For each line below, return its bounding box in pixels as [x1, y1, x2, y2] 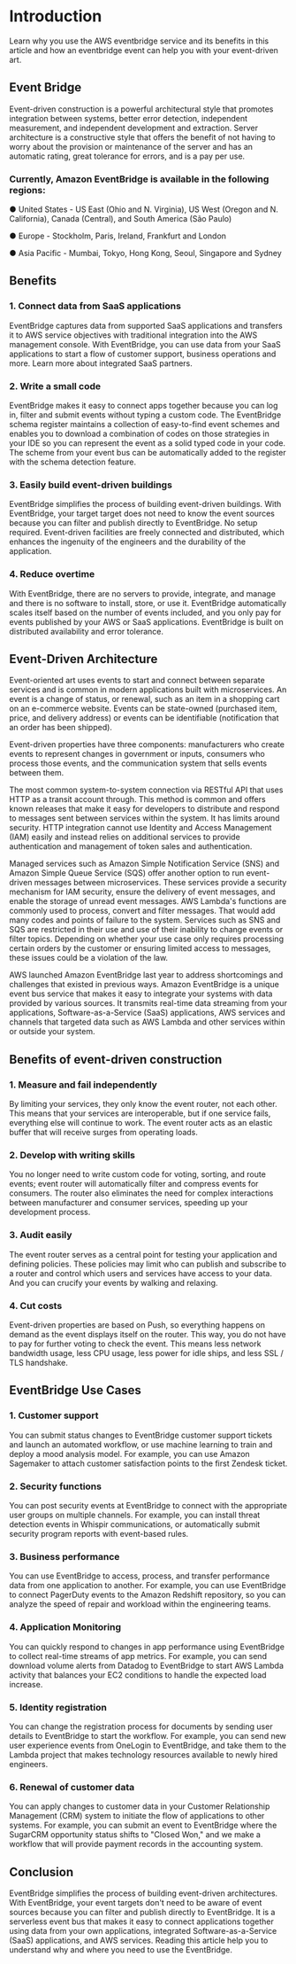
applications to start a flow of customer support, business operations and [9, 348, 277, 359]
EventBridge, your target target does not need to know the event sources [9, 508, 276, 519]
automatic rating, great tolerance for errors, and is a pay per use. [9, 151, 246, 161]
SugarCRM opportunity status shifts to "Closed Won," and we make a [9, 1829, 261, 1840]
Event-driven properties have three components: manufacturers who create [9, 739, 285, 750]
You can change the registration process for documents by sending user [9, 1721, 273, 1732]
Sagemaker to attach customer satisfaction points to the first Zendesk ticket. [9, 1458, 288, 1469]
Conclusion [9, 1864, 74, 1880]
